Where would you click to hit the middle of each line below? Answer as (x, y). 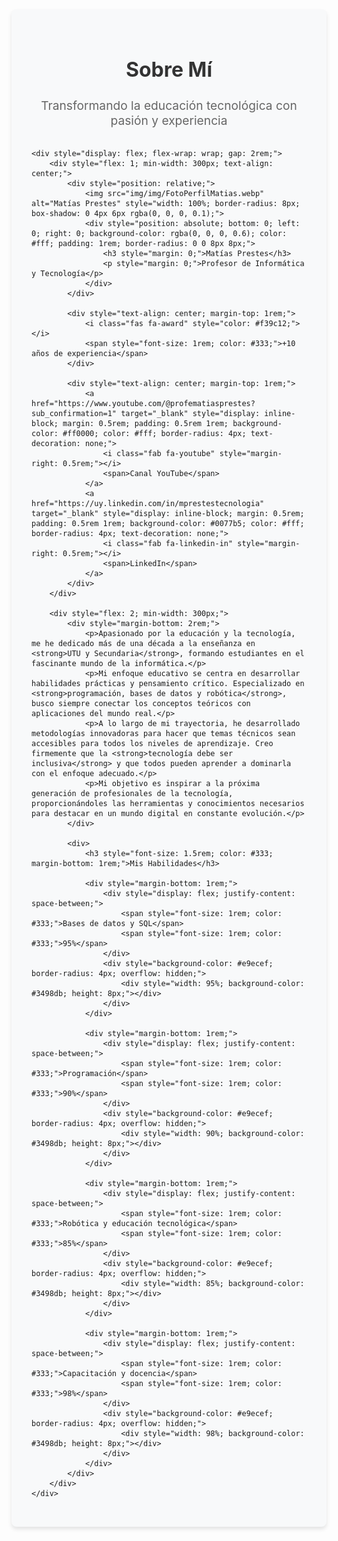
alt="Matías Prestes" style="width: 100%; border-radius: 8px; (166, 204)
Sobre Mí (169, 69)
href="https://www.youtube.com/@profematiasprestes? (143, 404)
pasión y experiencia (169, 121)
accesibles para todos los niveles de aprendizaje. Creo (152, 744)
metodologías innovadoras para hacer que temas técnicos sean (163, 734)
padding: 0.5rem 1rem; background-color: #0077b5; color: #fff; (168, 524)
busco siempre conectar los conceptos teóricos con (141, 704)
